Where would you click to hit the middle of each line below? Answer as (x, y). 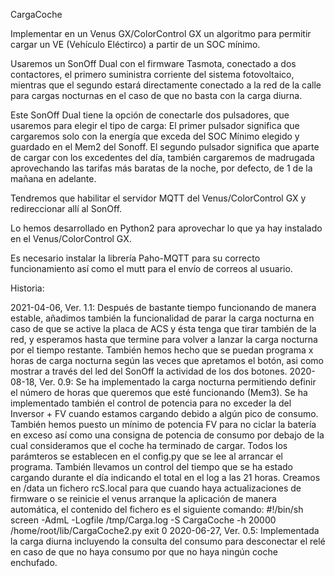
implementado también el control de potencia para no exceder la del (151, 403)
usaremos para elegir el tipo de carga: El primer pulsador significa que (155, 125)
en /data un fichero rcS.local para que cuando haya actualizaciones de (156, 488)
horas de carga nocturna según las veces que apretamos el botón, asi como (167, 360)
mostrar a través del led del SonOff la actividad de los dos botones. (149, 371)
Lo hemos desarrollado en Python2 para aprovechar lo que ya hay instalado (166, 228)
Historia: (27, 288)
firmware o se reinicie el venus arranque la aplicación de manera (143, 498)
